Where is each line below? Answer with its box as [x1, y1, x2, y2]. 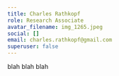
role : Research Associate [7, 17, 84, 24]
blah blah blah [7, 63, 49, 70]
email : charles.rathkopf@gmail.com [7, 37, 113, 44]
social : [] [7, 30, 40, 37]
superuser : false [7, 43, 59, 50]
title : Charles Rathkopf [7, 10, 81, 18]
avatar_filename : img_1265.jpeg [7, 23, 103, 30]
